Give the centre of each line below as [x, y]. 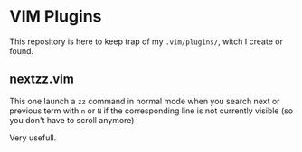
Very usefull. [33, 138]
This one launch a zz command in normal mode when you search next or [145, 101]
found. [22, 50]
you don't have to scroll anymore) [72, 120]
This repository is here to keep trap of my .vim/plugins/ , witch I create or [146, 41]
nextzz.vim [42, 80]
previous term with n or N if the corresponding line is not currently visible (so [151, 111]
